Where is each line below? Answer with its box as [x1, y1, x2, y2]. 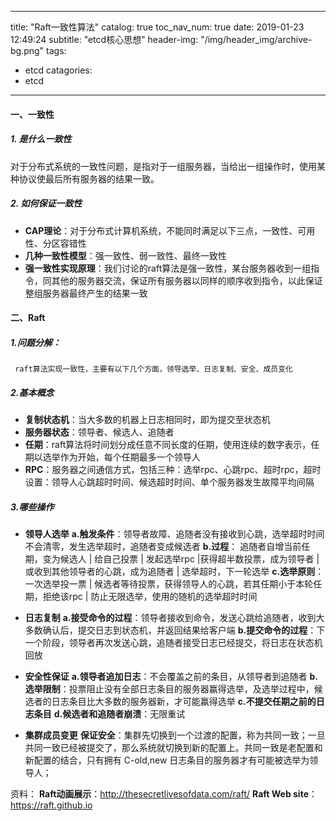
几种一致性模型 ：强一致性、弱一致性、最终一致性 [24, 249, 227, 261]
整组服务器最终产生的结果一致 [24, 287, 148, 299]
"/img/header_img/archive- [200, 34, 313, 45]
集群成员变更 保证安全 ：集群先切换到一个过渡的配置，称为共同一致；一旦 [24, 729, 326, 741]
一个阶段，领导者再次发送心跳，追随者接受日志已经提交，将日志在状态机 [24, 637, 323, 649]
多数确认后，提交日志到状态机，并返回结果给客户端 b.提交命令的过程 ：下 [24, 624, 326, 636]
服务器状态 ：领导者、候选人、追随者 [24, 426, 175, 438]
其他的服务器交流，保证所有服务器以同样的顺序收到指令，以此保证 [51, 274, 323, 286]
